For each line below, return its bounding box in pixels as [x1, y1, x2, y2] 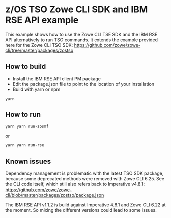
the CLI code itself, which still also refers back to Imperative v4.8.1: [5, 181, 145, 187]
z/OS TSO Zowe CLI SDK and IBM [5, 4, 148, 15]
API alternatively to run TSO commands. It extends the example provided [5, 37, 158, 43]
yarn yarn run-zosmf [5, 123, 49, 129]
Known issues [5, 157, 51, 166]
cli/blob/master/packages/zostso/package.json [5, 192, 104, 198]
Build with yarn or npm [12, 86, 61, 92]
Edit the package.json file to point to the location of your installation [12, 81, 154, 87]
